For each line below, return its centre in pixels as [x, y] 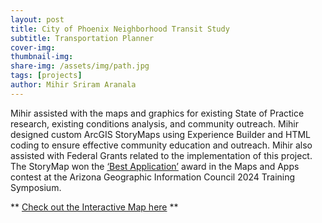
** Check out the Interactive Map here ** [94, 207]
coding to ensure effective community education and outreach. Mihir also [161, 145]
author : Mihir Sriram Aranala [73, 85]
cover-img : [33, 47]
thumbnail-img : [42, 57]
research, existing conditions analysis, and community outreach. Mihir [154, 123]
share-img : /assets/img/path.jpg [80, 66]
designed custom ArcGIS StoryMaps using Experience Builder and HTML [161, 134]
